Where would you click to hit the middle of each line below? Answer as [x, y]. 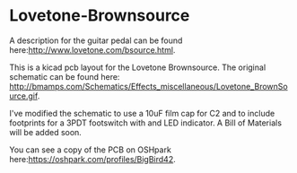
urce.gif [23, 96]
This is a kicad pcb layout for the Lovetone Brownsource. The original [138, 67]
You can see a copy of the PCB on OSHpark [91, 150]
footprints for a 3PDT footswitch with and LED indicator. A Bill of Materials [146, 123]
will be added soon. [46, 132]
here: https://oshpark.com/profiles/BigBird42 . [93, 159]
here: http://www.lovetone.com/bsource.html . [92, 49]
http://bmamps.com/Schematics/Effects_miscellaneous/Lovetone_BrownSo [149, 86]
